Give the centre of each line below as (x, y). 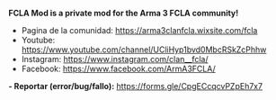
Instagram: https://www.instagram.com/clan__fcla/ (115, 59)
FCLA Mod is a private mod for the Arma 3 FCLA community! (124, 13)
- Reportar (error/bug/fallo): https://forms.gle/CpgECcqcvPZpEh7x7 (135, 86)
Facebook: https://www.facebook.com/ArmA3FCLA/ (119, 68)
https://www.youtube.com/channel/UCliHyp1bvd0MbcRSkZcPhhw (144, 50)
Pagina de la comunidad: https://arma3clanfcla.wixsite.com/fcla (139, 30)
